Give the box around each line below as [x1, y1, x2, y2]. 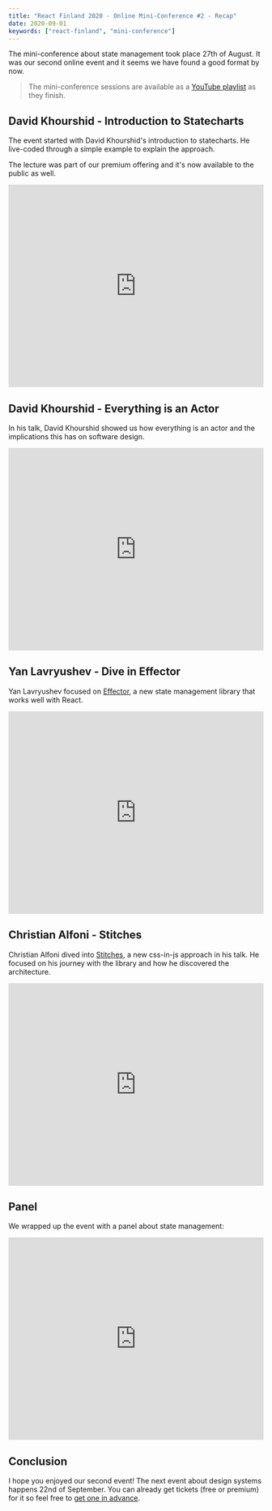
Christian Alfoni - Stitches [8, 928, 142, 942]
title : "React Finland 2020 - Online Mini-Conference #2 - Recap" [8, 11, 237, 20]
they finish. [28, 91, 66, 100]
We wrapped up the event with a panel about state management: [8, 1221, 224, 1231]
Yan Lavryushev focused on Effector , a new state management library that [8, 686, 256, 696]
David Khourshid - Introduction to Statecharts [8, 114, 244, 128]
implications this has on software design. [8, 432, 145, 442]
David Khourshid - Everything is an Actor [8, 402, 220, 416]
